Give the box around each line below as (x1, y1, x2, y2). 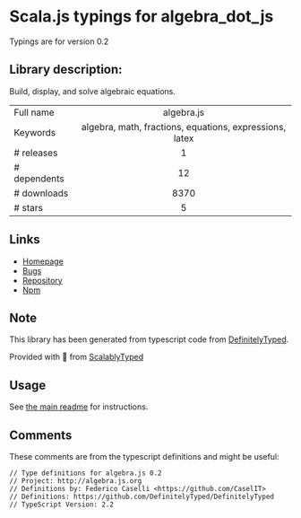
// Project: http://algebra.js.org (9, 477, 142, 486)
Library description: (9, 62, 123, 77)
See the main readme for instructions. (9, 401, 149, 412)
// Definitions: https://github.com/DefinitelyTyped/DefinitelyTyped (9, 492, 275, 501)
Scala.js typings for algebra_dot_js (9, 6, 274, 27)
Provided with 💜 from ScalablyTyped (9, 352, 144, 363)
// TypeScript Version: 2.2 (9, 500, 115, 509)
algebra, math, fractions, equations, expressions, (81, 120, 287, 133)
